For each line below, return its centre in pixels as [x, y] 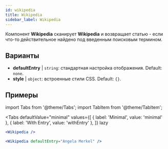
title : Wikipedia [24, 15]
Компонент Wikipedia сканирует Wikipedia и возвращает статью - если [84, 34]
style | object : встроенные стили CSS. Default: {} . [67, 79]
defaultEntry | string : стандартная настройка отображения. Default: [87, 68]
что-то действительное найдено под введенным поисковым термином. [84, 39]
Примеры [22, 95]
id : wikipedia [20, 10]
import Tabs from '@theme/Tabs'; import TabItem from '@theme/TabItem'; [84, 107]
